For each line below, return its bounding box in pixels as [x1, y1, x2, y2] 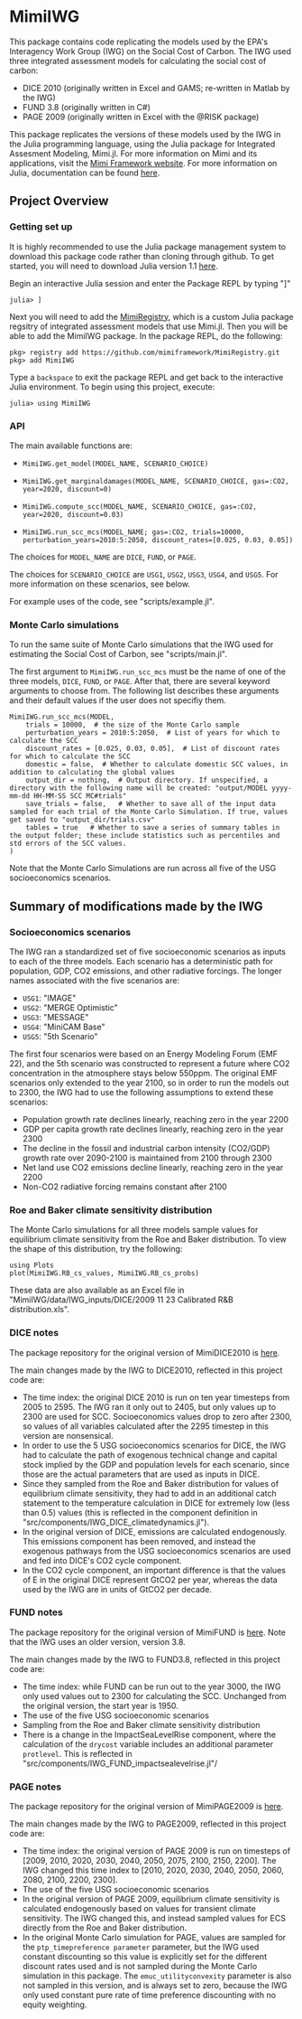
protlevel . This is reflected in [22, 1748, 133, 1759]
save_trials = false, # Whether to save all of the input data [25, 800, 277, 809]
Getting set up [9, 221, 73, 233]
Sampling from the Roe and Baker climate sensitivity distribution [22, 1719, 261, 1730]
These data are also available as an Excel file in [9, 1285, 185, 1296]
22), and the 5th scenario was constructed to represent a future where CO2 [9, 1057, 290, 1068]
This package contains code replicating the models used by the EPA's [9, 36, 269, 47]
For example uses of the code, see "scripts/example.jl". [9, 596, 215, 606]
